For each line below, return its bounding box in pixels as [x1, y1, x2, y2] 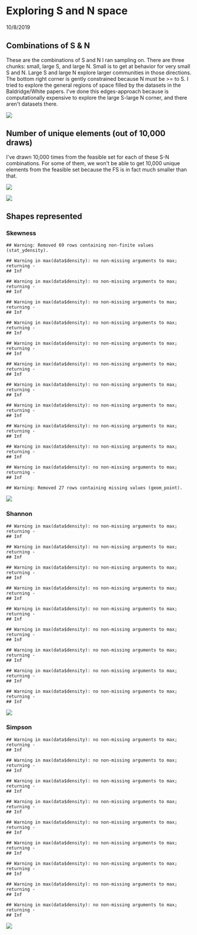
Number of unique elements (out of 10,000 [6, 129, 166, 139]
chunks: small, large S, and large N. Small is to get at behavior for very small [6, 63, 191, 70]
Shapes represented [6, 211, 82, 221]
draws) [6, 137, 33, 148]
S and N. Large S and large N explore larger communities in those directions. [6, 69, 192, 76]
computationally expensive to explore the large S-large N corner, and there [6, 94, 188, 101]
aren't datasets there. [6, 100, 58, 107]
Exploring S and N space [6, 4, 128, 18]
